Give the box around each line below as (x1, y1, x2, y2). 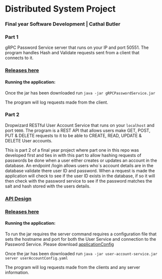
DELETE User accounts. (5, 138, 53, 143)
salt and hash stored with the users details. (5, 183, 91, 189)
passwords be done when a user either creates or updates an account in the (5, 157, 157, 163)
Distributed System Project (5, 3, 116, 15)
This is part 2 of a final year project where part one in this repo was (5, 147, 139, 153)
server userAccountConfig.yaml (5, 256, 68, 261)
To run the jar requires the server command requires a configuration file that (5, 231, 157, 237)
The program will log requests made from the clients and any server (5, 264, 140, 270)
